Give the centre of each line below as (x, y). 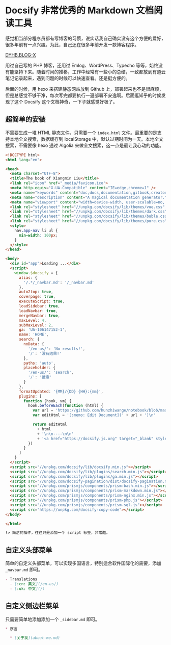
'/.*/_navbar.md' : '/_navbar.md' (59, 282)
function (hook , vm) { (48, 401)
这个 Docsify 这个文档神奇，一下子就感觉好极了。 (66, 101)
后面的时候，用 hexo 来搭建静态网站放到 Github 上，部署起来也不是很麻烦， (84, 89)
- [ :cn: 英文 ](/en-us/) (34, 584)
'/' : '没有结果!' (45, 353)
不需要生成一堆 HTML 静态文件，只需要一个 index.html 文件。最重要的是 (81, 133)
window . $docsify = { (36, 273)
